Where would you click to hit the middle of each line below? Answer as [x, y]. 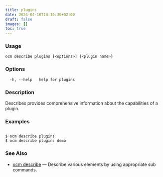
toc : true [16, 29]
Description [20, 92]
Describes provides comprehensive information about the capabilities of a [81, 103]
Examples [18, 121]
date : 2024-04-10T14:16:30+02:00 [40, 15]
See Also [16, 153]
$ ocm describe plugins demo [36, 141]
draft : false [19, 19]
